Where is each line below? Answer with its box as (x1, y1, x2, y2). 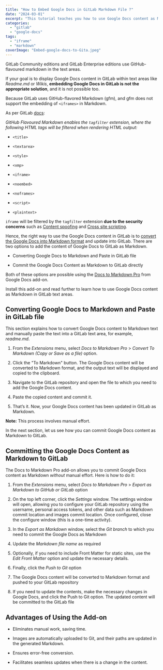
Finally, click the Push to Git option (12, 565, 82, 571)
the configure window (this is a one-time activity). (12, 517, 112, 523)
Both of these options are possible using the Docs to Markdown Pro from (5, 271, 151, 277)
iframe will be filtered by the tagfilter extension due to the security (5, 218, 143, 224)
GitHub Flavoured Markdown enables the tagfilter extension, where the (5, 119, 151, 125)
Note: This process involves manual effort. (5, 418, 91, 424)
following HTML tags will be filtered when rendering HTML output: (5, 124, 137, 130)
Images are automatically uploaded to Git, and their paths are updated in (12, 635, 157, 641)
